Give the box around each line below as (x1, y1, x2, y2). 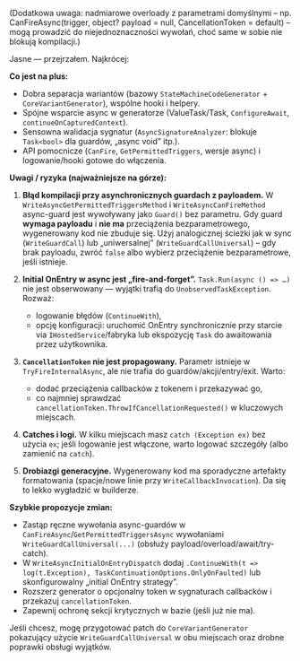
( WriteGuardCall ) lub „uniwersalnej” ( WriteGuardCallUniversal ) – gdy (21, 238, 277, 248)
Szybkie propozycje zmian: (9, 502, 113, 512)
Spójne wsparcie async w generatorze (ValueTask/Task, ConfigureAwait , (21, 108, 290, 117)
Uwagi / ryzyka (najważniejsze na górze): (9, 172, 167, 183)
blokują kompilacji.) (9, 36, 81, 47)
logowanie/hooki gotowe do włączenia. (21, 155, 167, 165)
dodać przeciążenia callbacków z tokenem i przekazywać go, (35, 383, 263, 394)
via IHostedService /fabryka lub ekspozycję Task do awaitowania (35, 329, 272, 340)
